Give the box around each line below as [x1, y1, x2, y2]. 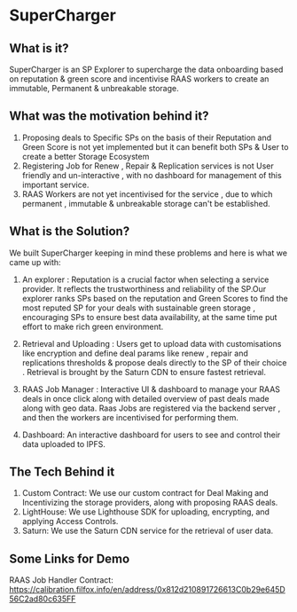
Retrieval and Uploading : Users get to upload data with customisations [21, 338, 282, 349]
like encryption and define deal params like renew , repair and [21, 348, 248, 358]
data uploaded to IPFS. [21, 438, 106, 449]
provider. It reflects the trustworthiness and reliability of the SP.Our [21, 283, 267, 294]
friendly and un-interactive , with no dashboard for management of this [21, 169, 282, 180]
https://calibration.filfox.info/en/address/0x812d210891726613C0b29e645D [9, 585, 285, 595]
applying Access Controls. [21, 516, 119, 527]
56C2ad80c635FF [9, 593, 76, 604]
